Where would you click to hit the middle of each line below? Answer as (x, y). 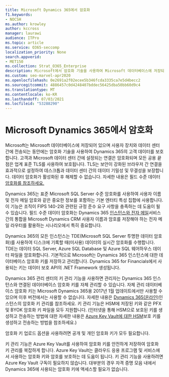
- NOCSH (13, 19)
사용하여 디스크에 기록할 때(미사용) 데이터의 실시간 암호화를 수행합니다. (85, 242)
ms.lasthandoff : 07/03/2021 (35, 99)
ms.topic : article (24, 43)
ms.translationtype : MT (30, 90)
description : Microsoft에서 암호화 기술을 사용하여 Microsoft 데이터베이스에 (78, 71)
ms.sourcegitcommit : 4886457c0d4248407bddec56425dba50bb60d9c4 (73, 85)
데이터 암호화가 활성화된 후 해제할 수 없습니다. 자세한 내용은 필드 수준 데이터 (86, 177)
